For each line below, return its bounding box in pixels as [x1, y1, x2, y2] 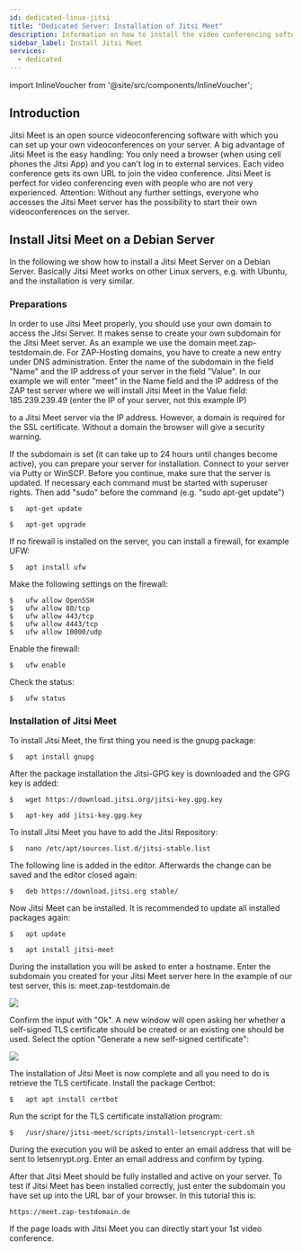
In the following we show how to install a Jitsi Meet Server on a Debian [9, 256, 271, 266]
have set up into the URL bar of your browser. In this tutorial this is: [9, 1190, 256, 1201]
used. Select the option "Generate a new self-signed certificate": [9, 1034, 250, 1045]
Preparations [9, 298, 67, 310]
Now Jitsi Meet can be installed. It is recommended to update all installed [9, 903, 280, 913]
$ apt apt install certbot [9, 1095, 119, 1104]
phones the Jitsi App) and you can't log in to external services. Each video [9, 158, 285, 169]
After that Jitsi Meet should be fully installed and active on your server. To [9, 1171, 283, 1182]
